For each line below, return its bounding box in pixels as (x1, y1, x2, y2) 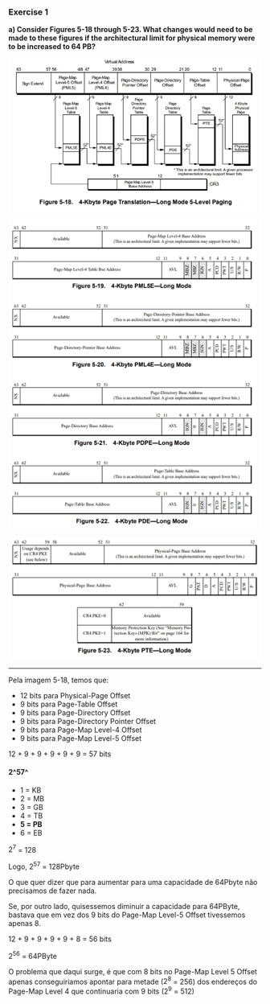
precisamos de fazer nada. (8, 886, 97, 895)
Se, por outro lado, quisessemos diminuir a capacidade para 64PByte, (8, 902, 240, 911)
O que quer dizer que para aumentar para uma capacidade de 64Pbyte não (8, 878, 258, 887)
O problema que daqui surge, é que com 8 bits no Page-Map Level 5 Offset (8, 966, 257, 976)
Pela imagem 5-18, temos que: (8, 675, 109, 685)
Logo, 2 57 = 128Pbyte (8, 860, 80, 871)
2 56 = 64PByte (8, 950, 58, 961)
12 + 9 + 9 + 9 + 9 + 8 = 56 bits (8, 934, 112, 944)
